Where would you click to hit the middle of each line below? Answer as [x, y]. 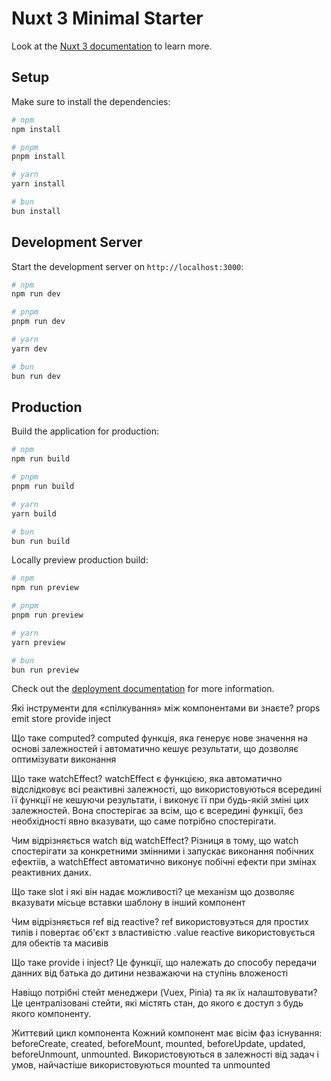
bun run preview [45, 670]
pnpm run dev [38, 322]
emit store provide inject [61, 719]
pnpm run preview [47, 615]
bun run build [41, 541]
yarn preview [38, 642]
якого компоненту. [51, 1014]
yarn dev [29, 348]
